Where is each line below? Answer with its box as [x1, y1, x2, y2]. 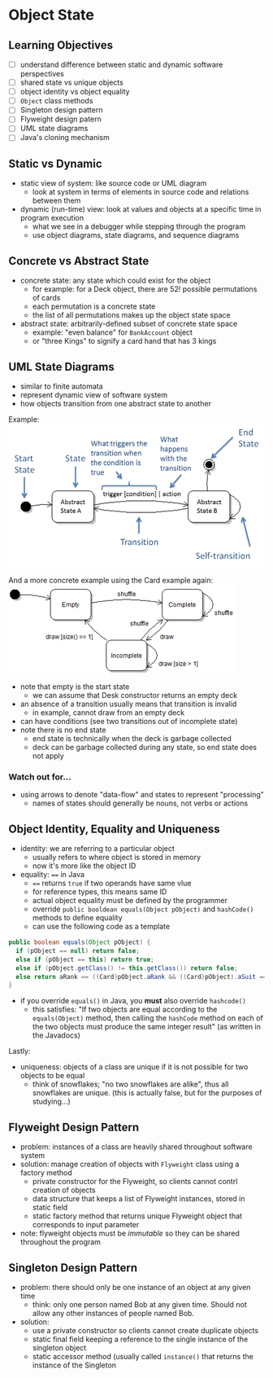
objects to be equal [19, 1071, 85, 1081]
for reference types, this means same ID [32, 887, 167, 897]
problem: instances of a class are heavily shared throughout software [19, 1142, 253, 1152]
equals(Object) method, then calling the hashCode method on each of [32, 1013, 264, 1023]
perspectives [19, 69, 65, 79]
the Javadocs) [32, 1030, 81, 1040]
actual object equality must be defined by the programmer [32, 896, 227, 906]
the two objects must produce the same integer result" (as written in [32, 1022, 262, 1032]
